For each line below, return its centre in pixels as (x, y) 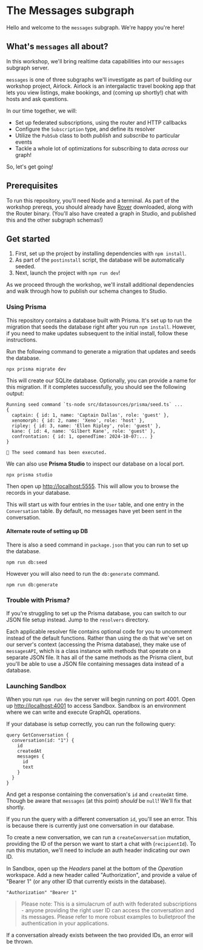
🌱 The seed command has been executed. (57, 452)
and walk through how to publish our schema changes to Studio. (87, 291)
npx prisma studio (29, 475)
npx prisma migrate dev (36, 369)
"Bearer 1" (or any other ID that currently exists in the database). (86, 882)
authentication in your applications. (65, 923)
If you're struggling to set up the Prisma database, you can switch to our (96, 613)
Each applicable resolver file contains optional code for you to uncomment (99, 632)
